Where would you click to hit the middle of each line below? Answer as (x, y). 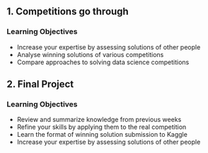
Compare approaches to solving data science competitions (103, 62)
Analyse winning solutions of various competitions (90, 54)
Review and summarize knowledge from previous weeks (99, 120)
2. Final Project (40, 84)
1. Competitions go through (68, 12)
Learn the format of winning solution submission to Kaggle (102, 135)
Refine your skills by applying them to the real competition (102, 127)
